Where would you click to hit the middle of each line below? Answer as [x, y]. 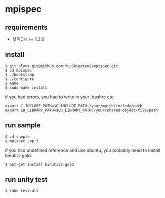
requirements [26, 27]
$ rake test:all [22, 191]
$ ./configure [20, 79]
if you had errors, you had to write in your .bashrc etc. [60, 97]
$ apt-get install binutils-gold [40, 164]
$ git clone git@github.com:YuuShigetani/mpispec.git [62, 66]
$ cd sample [17, 137]
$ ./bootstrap [20, 75]
